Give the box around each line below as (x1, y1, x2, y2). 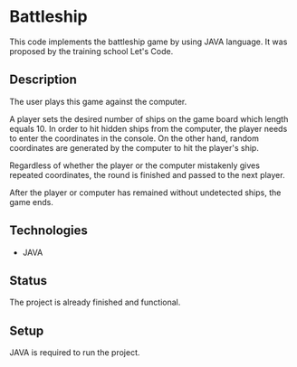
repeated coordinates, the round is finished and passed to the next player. (9, 169, 285, 180)
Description (9, 72, 77, 88)
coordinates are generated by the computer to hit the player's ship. (9, 142, 260, 153)
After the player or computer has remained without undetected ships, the (9, 187, 282, 198)
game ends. (9, 196, 54, 207)
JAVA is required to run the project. (9, 347, 140, 358)
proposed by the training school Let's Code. (9, 45, 174, 56)
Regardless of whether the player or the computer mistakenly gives (9, 160, 261, 171)
